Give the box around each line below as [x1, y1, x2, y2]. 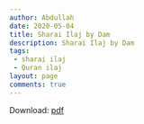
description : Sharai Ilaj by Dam [9, 38, 135, 48]
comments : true [9, 80, 67, 89]
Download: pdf [9, 104, 65, 115]
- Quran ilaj [13, 64, 63, 73]
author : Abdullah [9, 13, 75, 22]
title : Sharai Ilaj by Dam [9, 30, 111, 39]
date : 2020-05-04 [9, 22, 75, 31]
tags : [9, 47, 30, 56]
